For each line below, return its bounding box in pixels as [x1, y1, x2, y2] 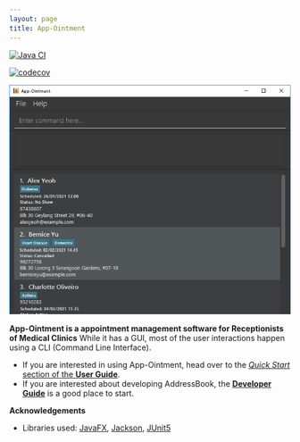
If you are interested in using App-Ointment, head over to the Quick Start [21, 360, 290, 371]
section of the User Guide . [21, 369, 121, 379]
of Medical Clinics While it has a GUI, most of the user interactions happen [9, 333, 286, 344]
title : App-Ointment [9, 23, 87, 33]
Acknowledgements [9, 405, 87, 416]
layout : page [9, 14, 58, 23]
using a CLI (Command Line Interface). [9, 342, 152, 353]
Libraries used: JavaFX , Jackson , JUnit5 [21, 422, 171, 433]
